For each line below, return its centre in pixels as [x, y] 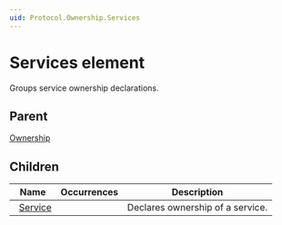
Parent [29, 116]
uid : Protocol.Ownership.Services [75, 18]
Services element [77, 62]
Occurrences [90, 192]
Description [197, 192]
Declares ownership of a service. [197, 208]
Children [34, 166]
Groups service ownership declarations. [84, 88]
